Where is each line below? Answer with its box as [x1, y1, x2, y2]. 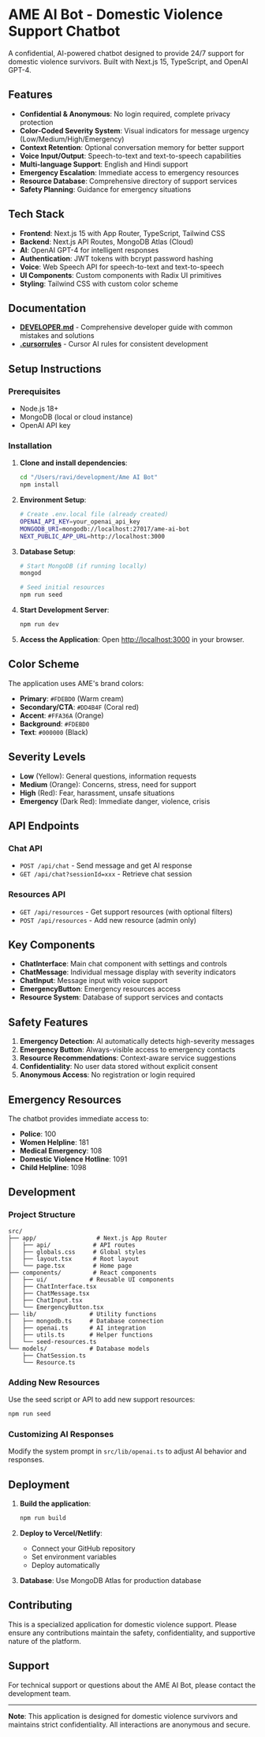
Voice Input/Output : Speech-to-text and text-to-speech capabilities [19, 151, 242, 160]
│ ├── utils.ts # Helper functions [8, 1330, 154, 1339]
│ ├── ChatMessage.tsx [8, 1289, 90, 1297]
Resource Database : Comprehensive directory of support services [19, 176, 238, 186]
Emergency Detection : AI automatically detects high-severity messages [19, 1037, 255, 1046]
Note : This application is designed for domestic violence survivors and [8, 1711, 238, 1720]
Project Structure [8, 1210, 76, 1221]
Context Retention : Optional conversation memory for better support [19, 142, 244, 152]
